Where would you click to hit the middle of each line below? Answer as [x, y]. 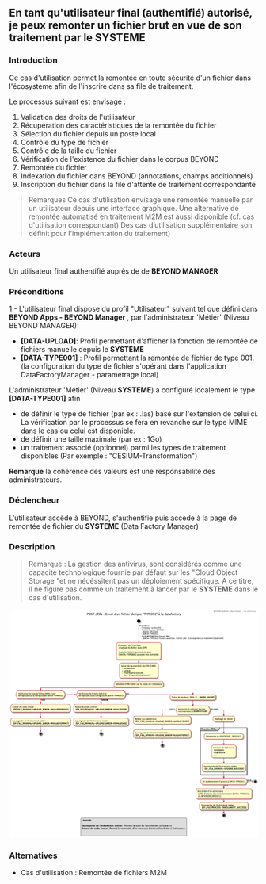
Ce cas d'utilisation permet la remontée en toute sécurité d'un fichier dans [130, 78]
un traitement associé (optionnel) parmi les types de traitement [123, 448]
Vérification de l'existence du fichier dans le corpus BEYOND [120, 159]
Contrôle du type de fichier [65, 142]
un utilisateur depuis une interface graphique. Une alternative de [134, 208]
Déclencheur [34, 500]
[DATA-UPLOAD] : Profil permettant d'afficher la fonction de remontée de [139, 341]
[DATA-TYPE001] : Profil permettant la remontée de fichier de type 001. [137, 358]
